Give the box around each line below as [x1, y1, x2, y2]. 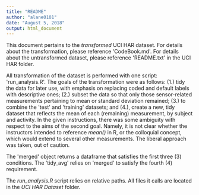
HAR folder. [6, 61, 34, 68]
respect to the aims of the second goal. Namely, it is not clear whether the [6, 122, 188, 130]
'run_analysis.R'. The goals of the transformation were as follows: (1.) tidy [6, 78, 185, 86]
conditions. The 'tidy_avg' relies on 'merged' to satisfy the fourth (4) [6, 159, 173, 166]
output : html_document [6, 25, 62, 32]
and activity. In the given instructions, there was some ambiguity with [6, 117, 176, 124]
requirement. [6, 166, 37, 173]
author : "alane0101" [6, 14, 58, 20]
